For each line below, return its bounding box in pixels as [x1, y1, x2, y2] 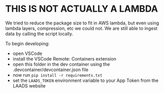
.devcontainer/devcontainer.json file [12, 67, 88, 73]
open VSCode [12, 50, 42, 56]
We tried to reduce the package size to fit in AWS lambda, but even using [5, 20, 159, 26]
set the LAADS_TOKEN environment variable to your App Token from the [12, 77, 159, 83]
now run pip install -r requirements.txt [12, 72, 103, 78]
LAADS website [12, 82, 46, 89]
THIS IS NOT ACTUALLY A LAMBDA [5, 3, 158, 15]
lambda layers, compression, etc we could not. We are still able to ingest [5, 25, 158, 31]
